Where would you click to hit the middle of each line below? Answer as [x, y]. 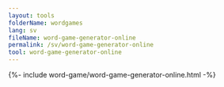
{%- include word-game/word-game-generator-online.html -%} [112, 75]
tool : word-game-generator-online [65, 52]
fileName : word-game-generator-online [72, 38]
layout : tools [32, 15]
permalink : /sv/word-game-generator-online [81, 45]
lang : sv [23, 30]
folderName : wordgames [46, 23]
